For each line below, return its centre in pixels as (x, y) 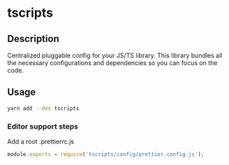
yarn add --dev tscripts (43, 108)
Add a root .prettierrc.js (41, 141)
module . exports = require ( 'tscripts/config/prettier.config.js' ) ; (106, 154)
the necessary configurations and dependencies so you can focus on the (112, 63)
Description (33, 39)
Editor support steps (43, 126)
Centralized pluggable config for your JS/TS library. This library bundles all (115, 55)
